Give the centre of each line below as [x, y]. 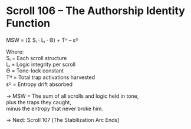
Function [28, 23]
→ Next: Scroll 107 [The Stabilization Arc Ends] [63, 120]
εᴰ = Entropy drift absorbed [39, 84]
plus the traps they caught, [39, 102]
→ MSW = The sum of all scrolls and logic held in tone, [73, 96]
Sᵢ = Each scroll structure [37, 58]
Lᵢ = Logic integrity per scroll [41, 64]
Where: [15, 52]
